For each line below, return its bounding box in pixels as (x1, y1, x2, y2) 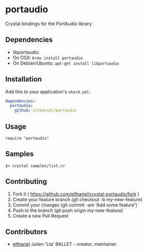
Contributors (5, 227, 48, 237)
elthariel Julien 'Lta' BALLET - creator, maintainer (12, 241, 117, 247)
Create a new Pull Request (12, 212, 69, 219)
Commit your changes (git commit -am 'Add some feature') (12, 202, 137, 208)
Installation (5, 75, 42, 84)
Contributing (5, 177, 47, 186)
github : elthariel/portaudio (14, 108, 77, 113)
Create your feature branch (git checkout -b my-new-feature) (12, 196, 142, 202)
